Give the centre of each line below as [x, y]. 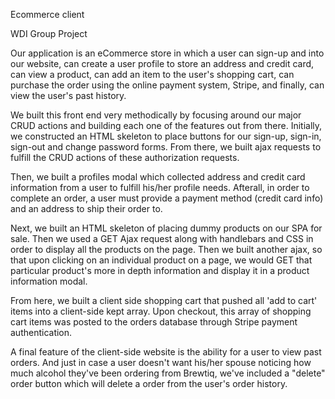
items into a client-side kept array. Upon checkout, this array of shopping [161, 311]
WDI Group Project [49, 33]
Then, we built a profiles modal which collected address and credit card [158, 177]
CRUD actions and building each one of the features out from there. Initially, [166, 125]
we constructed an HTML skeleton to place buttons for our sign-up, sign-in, [166, 136]
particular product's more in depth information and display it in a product [160, 270]
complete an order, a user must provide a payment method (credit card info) [167, 198]
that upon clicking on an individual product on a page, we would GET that [161, 260]
